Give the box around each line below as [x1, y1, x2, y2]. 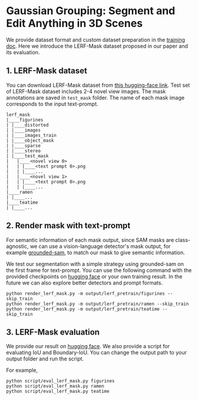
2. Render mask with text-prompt [6, 221, 131, 231]
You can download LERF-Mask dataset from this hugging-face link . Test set [6, 81, 190, 88]
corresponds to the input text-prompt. [6, 100, 99, 107]
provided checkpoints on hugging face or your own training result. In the [6, 273, 183, 280]
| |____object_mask [6, 137, 54, 143]
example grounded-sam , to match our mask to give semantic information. [6, 249, 185, 256]
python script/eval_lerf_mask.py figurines [6, 378, 115, 384]
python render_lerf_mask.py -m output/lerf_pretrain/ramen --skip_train [6, 301, 189, 307]
